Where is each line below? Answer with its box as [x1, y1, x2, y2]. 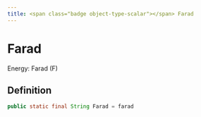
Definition [7, 84, 51, 96]
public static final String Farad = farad [7, 103, 134, 110]
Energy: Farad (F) [7, 64, 59, 73]
